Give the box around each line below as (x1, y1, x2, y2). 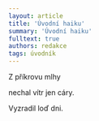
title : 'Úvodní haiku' (8, 19, 85, 28)
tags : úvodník (8, 50, 57, 58)
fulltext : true (8, 34, 60, 43)
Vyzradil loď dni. (8, 103, 63, 113)
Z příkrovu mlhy (8, 72, 61, 81)
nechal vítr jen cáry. (8, 88, 75, 97)
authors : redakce (8, 42, 67, 50)
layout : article (8, 11, 63, 20)
